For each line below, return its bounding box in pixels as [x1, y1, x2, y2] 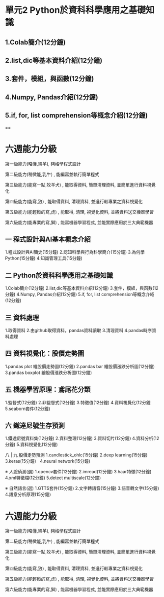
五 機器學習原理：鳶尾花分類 [5, 385, 91, 394]
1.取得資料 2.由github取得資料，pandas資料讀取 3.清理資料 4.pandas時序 [5, 327, 152, 333]
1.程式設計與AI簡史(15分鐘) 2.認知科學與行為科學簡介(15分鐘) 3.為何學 [5, 249, 145, 255]
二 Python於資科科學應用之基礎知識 [5, 271, 113, 279]
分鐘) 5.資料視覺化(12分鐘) [5, 442, 58, 448]
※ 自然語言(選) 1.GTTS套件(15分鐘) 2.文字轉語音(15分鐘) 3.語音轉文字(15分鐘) [5, 485, 160, 491]
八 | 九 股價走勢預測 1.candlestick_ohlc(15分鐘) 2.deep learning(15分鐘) [5, 452, 148, 458]
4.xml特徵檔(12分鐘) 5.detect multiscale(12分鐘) [5, 475, 101, 481]
